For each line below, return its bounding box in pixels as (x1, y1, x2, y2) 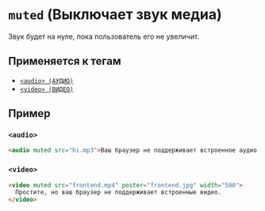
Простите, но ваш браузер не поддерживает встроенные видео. (15, 188, 222, 197)
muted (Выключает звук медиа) (8, 6, 222, 24)
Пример (8, 107, 51, 120)
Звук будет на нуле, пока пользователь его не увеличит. (8, 32, 200, 41)
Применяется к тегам (8, 55, 121, 68)
